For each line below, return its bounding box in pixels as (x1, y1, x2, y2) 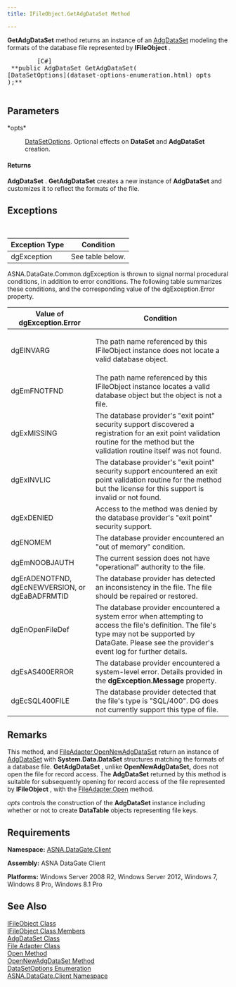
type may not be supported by (95, 629, 195, 639)
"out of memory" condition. (95, 542, 185, 552)
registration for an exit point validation (95, 428, 221, 438)
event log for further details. (95, 647, 188, 657)
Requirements (7, 826, 70, 838)
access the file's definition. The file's (95, 621, 216, 631)
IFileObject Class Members (7, 926, 86, 935)
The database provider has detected (95, 573, 216, 583)
